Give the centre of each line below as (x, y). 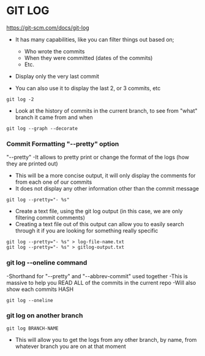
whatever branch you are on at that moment (71, 346)
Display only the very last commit (57, 76)
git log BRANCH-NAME (33, 328)
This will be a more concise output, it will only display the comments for (105, 176)
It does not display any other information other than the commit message (107, 189)
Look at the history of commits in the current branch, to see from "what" (106, 110)
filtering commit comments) (50, 218)
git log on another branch (45, 316)
